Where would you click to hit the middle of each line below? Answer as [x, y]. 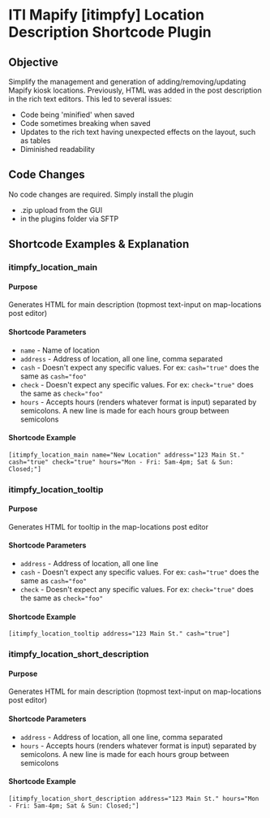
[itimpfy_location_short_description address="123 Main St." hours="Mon [134, 799]
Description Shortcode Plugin [110, 32]
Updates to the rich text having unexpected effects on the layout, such [138, 132]
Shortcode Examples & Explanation [99, 244]
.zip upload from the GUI [61, 210]
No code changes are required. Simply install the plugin [101, 194]
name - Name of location [60, 350]
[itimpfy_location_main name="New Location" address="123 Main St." [126, 455]
